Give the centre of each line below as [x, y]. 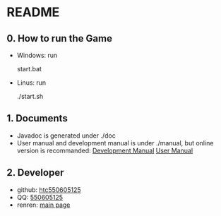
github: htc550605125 [49, 190]
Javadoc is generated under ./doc [66, 136]
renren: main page [43, 205]
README [33, 12]
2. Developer [35, 173]
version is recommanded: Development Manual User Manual [105, 150]
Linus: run [31, 83]
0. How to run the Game [59, 38]
